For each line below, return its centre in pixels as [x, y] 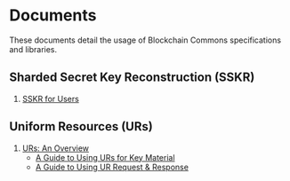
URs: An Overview [56, 148]
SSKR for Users [51, 98]
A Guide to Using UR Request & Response [112, 167]
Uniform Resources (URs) [81, 126]
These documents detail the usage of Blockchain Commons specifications [145, 40]
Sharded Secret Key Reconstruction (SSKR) [132, 78]
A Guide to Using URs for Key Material [105, 157]
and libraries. [33, 49]
